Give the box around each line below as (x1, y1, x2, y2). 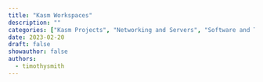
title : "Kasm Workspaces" (8, 11, 92, 20)
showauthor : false (8, 48, 68, 55)
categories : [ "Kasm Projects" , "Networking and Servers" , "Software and (8, 26, 250, 34)
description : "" (8, 19, 61, 27)
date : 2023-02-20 (8, 33, 65, 41)
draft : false (8, 41, 51, 48)
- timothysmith (15, 62, 65, 70)
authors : (8, 55, 37, 63)
